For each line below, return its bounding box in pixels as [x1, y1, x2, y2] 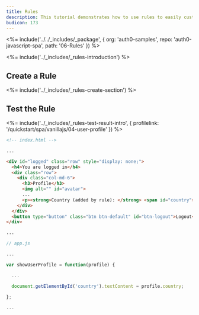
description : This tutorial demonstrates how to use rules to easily [6, 14, 182, 20]
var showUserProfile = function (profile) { [6, 262, 115, 268]
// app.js [6, 240, 31, 246]
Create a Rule [6, 70, 57, 81]
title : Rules [6, 8, 38, 15]
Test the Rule [6, 104, 56, 114]
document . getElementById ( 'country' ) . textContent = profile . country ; [11, 283, 184, 289]
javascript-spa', [6, 42, 44, 49]
